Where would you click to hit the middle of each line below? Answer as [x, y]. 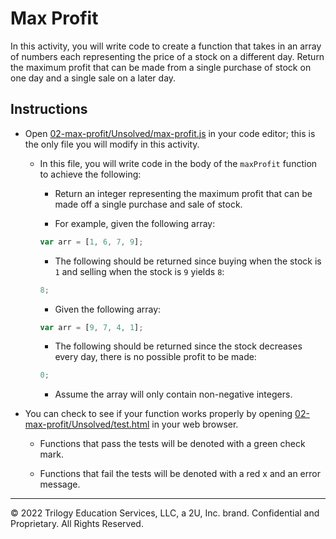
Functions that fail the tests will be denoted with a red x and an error [180, 474]
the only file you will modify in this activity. [112, 144]
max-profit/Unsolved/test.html [87, 424]
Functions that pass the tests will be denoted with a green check [172, 444]
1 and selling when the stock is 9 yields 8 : [139, 271]
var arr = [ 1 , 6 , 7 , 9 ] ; [91, 242]
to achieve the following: [90, 174]
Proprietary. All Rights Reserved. [77, 524]
